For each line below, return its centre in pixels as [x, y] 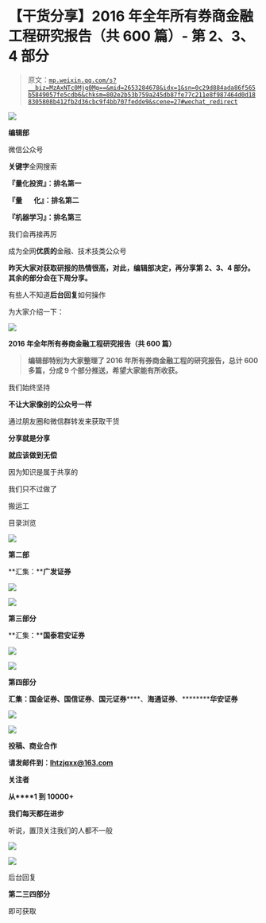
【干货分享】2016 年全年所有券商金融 [131, 16]
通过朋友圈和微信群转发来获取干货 [64, 421]
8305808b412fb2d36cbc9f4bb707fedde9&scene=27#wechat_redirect [133, 102]
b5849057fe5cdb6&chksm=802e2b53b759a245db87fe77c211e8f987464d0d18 [141, 95]
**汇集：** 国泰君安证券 [47, 635]
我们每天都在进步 [36, 813]
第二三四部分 [29, 894]
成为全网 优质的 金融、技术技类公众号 [67, 251]
